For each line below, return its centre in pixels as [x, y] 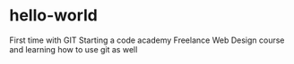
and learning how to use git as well [73, 49]
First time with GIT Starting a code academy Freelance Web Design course [147, 40]
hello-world [54, 16]
